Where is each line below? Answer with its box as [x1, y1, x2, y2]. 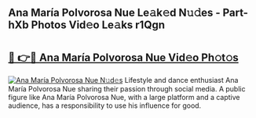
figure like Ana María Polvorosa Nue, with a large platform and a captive [8, 93, 241, 102]
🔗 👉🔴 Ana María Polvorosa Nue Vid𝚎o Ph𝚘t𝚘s [8, 51, 240, 64]
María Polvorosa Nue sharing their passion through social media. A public [8, 84, 246, 93]
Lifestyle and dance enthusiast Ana [124, 76, 239, 84]
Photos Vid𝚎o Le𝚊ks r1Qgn [31, 19, 166, 32]
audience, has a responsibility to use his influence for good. [8, 101, 202, 110]
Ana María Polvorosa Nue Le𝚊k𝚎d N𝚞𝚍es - [8, 6, 221, 20]
